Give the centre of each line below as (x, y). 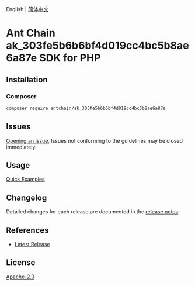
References (27, 230)
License (21, 263)
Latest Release (32, 244)
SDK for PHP (70, 58)
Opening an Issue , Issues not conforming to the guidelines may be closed (94, 140)
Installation (27, 79)
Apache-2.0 (20, 277)
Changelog (27, 197)
